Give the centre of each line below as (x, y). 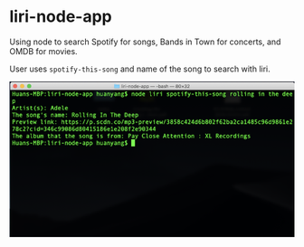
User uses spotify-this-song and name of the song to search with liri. (140, 69)
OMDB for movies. (44, 51)
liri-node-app (61, 17)
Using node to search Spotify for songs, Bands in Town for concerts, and (145, 42)
